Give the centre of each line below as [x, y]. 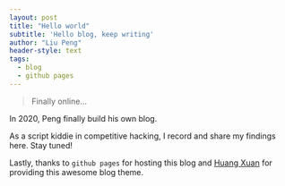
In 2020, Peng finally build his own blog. [83, 118]
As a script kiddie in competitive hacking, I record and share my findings [142, 136]
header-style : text [46, 51]
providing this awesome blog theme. [77, 172]
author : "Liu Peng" [46, 42]
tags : [19, 59]
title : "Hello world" [50, 26]
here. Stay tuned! [41, 145]
